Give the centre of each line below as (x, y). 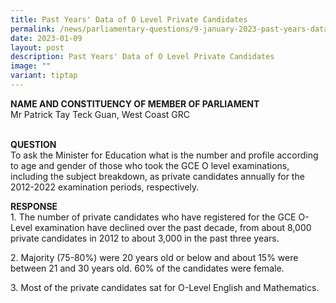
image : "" (31, 66)
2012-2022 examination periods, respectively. (105, 187)
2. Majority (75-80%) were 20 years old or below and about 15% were (154, 257)
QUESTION (33, 144)
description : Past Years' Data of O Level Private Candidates (142, 57)
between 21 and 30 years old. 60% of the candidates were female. (147, 268)
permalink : (33, 29)
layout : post (37, 47)
